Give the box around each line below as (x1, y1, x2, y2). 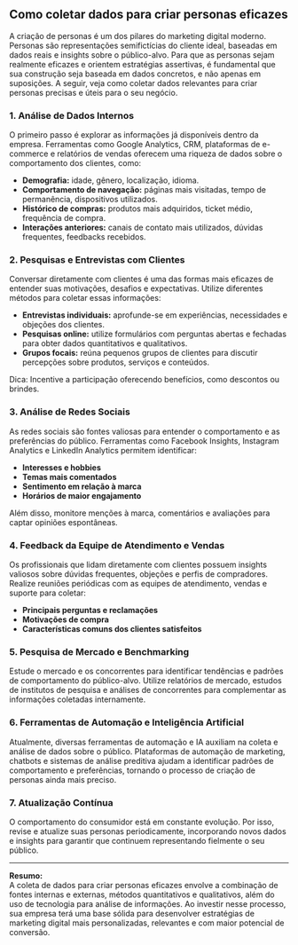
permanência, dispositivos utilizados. (21, 194, 158, 205)
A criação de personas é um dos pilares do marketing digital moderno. (9, 30, 267, 41)
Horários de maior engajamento (21, 490, 142, 500)
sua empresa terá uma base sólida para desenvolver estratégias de (9, 908, 255, 918)
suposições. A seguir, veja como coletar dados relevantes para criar (9, 77, 258, 88)
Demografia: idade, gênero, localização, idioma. (21, 175, 200, 185)
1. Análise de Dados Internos (9, 109, 135, 122)
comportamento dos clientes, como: (9, 158, 142, 169)
